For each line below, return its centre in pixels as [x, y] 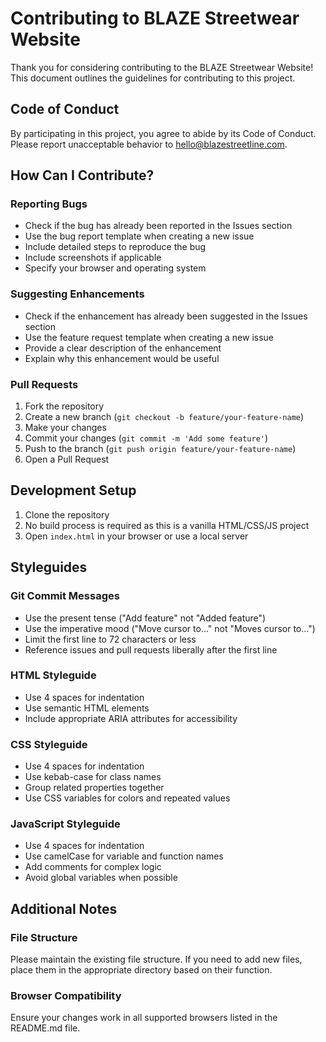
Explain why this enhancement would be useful [122, 358]
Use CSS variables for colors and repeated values [127, 798]
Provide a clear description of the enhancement [123, 348]
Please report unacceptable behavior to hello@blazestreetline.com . [149, 144]
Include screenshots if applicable [93, 258]
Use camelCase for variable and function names [124, 856]
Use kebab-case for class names [93, 777]
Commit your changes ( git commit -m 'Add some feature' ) [146, 438]
